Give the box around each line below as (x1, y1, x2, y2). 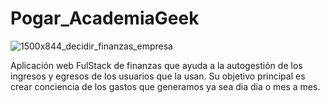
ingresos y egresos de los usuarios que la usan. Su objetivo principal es (10, 70, 306, 82)
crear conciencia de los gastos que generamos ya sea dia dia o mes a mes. (10, 80, 321, 92)
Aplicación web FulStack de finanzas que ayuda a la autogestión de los (10, 59, 303, 71)
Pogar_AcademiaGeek (10, 7, 200, 30)
